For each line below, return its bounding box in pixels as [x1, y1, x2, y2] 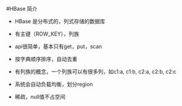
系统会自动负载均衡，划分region [14, 81, 93, 88]
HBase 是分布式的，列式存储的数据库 [14, 18, 106, 25]
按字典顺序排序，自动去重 [14, 56, 78, 62]
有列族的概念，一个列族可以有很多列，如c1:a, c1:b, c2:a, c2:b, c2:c [14, 68, 177, 75]
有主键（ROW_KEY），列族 [14, 30, 79, 37]
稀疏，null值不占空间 [14, 94, 66, 100]
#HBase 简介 [6, 5, 37, 12]
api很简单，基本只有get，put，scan [14, 43, 103, 50]
